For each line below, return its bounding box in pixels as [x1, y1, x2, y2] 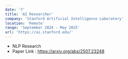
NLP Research [12, 43, 41, 49]
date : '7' [5, 7, 26, 12]
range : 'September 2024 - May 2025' [5, 25, 80, 30]
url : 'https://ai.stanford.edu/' [5, 30, 74, 35]
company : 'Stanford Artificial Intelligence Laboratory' [5, 16, 124, 21]
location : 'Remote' [5, 20, 45, 26]
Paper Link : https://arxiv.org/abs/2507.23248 [12, 48, 104, 54]
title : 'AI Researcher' [5, 12, 54, 17]
